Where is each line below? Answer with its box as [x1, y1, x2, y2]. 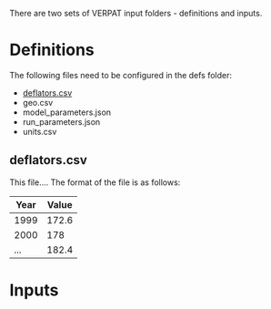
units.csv [22, 126, 57, 137]
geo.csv [22, 97, 54, 108]
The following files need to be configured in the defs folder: [9, 69, 233, 80]
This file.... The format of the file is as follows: [9, 177, 181, 188]
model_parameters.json [22, 107, 112, 118]
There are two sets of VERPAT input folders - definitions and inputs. [9, 8, 263, 18]
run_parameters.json [22, 116, 101, 127]
